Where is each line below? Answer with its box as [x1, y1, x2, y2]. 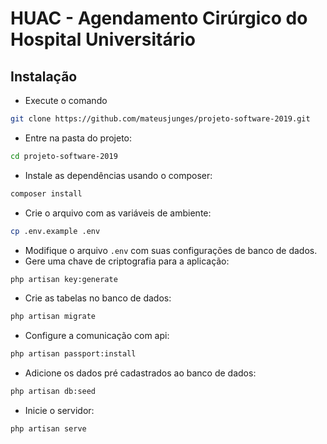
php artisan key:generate [10, 274, 118, 284]
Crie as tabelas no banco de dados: [24, 292, 172, 304]
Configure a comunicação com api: [24, 330, 170, 342]
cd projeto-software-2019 [10, 151, 118, 161]
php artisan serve [10, 424, 87, 434]
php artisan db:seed [10, 387, 97, 397]
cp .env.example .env [10, 226, 101, 236]
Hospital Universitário [10, 28, 196, 51]
